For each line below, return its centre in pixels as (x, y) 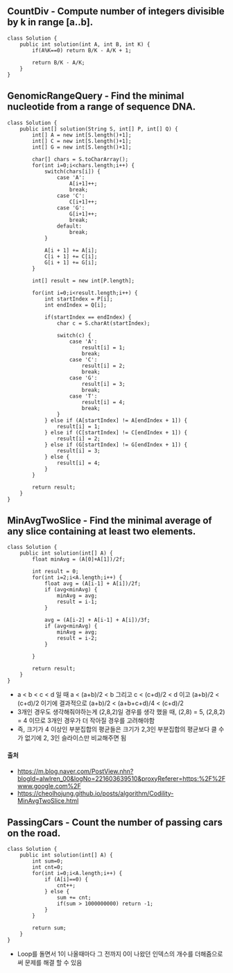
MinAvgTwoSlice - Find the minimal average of (110, 521)
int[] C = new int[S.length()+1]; (82, 141)
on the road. (34, 833)
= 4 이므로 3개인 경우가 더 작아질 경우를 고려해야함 (86, 720)
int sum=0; (48, 861)
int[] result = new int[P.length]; (84, 280)
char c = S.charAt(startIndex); (103, 323)
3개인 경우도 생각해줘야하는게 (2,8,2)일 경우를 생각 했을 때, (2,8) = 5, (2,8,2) (121, 712)
